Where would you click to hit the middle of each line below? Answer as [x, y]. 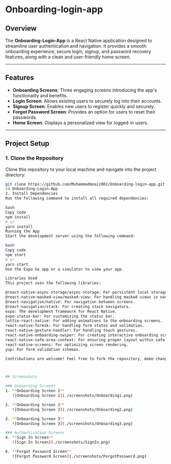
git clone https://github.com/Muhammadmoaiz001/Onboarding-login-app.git [85, 184]
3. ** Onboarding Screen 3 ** [35, 419]
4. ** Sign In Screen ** [29, 438]
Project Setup [27, 143]
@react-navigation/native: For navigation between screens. [70, 302]
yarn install [19, 227]
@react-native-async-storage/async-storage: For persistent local [77, 293]
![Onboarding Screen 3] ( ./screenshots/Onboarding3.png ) [73, 424]
